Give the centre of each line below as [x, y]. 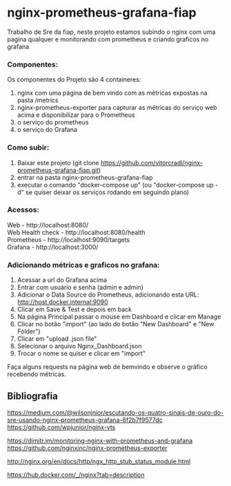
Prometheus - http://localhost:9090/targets [68, 239]
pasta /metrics [38, 100]
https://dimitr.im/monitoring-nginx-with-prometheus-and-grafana [100, 440]
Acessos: [23, 210]
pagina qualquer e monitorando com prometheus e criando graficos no [108, 39]
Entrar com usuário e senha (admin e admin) [80, 288]
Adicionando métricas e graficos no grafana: [83, 265]
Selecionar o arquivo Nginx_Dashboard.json [79, 346]
